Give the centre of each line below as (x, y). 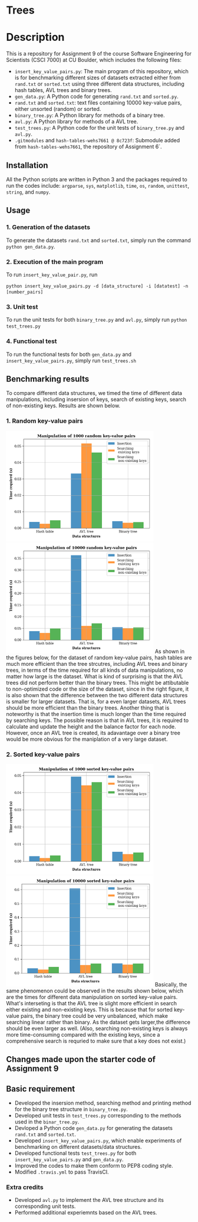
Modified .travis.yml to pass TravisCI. (62, 1172)
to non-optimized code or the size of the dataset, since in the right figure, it (97, 689)
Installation (27, 165)
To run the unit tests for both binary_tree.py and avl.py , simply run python (97, 320)
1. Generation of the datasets (48, 227)
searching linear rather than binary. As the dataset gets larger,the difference (98, 1022)
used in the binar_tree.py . (47, 1122)
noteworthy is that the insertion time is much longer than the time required (96, 714)
